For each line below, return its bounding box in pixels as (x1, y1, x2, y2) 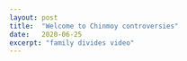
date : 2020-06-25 (9, 30, 83, 39)
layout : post (9, 13, 58, 22)
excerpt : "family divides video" (9, 38, 135, 48)
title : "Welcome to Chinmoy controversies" (9, 22, 179, 30)
